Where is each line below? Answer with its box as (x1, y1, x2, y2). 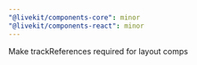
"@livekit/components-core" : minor (8, 12, 141, 22)
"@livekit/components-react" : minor (8, 21, 144, 30)
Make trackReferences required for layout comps (8, 45, 189, 56)
